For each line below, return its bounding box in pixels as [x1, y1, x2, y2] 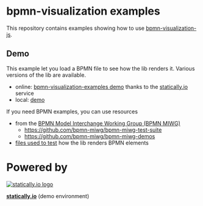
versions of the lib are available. [6, 71, 87, 79]
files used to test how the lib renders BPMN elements [15, 139, 149, 146]
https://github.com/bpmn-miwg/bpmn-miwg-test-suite [24, 126, 162, 133]
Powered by [6, 160, 68, 174]
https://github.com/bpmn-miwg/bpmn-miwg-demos [24, 132, 155, 140]
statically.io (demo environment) [6, 192, 90, 199]
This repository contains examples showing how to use [6, 24, 145, 32]
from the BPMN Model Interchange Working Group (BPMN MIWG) [15, 119, 181, 127]
